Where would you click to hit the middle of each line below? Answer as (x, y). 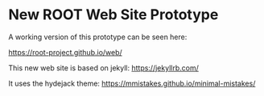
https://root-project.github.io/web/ (65, 52)
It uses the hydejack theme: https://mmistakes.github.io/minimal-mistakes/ (132, 83)
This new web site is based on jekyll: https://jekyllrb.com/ (103, 68)
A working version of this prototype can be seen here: (98, 37)
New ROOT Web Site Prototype (113, 15)
